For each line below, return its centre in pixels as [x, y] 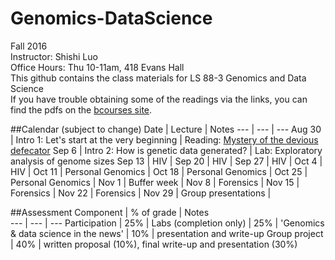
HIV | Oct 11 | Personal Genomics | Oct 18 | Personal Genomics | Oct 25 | [159, 171]
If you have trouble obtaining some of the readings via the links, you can [159, 99]
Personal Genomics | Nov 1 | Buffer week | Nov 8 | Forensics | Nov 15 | [155, 182]
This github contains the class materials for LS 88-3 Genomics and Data [158, 78]
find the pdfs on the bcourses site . [81, 109]
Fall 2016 [29, 46]
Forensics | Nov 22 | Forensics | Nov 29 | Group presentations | [141, 193]
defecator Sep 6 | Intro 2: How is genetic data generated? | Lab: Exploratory [166, 150]
